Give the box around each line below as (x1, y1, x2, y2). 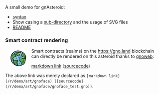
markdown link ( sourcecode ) (31, 63, 91, 69)
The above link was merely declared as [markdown (5, 73, 107, 79)
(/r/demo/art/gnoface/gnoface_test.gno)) (5, 84, 93, 89)
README (12, 24, 31, 30)
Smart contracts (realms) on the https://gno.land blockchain (31, 48, 155, 54)
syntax (12, 14, 26, 19)
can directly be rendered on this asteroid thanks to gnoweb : (31, 53, 154, 59)
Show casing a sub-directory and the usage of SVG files (12, 19, 128, 25)
